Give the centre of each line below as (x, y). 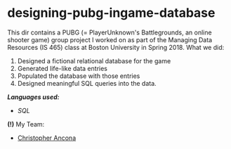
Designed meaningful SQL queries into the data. (87, 83)
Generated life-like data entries (62, 68)
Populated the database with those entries (79, 76)
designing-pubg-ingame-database (111, 13)
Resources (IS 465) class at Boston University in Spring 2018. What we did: (116, 47)
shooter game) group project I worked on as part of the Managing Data (110, 39)
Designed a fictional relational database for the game (94, 60)
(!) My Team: (26, 124)
